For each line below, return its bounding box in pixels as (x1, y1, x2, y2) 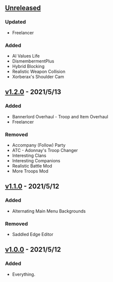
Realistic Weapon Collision (12, 68, 66, 74)
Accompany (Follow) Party (12, 142, 66, 148)
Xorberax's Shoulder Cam (12, 73, 64, 80)
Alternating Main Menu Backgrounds (12, 208, 86, 214)
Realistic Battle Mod (12, 163, 53, 169)
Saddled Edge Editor (12, 231, 54, 237)
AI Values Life (12, 53, 40, 59)
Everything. (12, 271, 36, 277)
